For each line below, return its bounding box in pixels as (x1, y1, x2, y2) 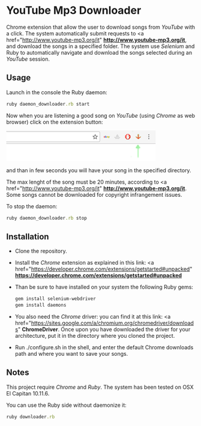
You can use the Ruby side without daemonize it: (6, 401, 127, 409)
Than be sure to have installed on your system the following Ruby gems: (14, 283, 194, 291)
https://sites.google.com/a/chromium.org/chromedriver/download (31, 319, 194, 327)
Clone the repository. (14, 247, 67, 255)
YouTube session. (6, 55, 50, 62)
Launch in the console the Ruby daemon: (6, 88, 107, 96)
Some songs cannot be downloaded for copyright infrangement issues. (6, 191, 182, 198)
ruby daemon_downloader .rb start (6, 101, 90, 107)
